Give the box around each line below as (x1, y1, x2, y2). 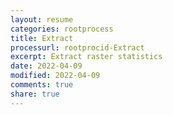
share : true (10, 89, 60, 99)
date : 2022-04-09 (10, 61, 83, 71)
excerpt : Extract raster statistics (10, 52, 163, 62)
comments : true (10, 80, 74, 90)
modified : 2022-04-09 (10, 71, 101, 81)
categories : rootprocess (10, 24, 114, 34)
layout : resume (10, 14, 74, 25)
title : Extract (10, 33, 74, 43)
